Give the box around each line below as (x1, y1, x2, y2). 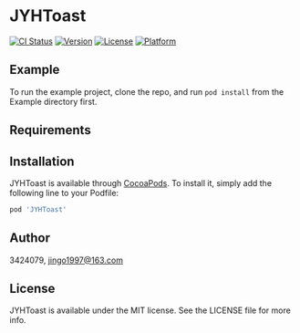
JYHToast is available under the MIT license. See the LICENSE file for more (9, 305, 292, 316)
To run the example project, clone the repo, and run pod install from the (9, 86, 284, 97)
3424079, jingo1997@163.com (9, 255, 123, 265)
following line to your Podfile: (9, 187, 119, 198)
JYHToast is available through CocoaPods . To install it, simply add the (9, 177, 272, 188)
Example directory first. (9, 96, 98, 107)
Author (9, 230, 50, 246)
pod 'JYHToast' (9, 204, 67, 214)
